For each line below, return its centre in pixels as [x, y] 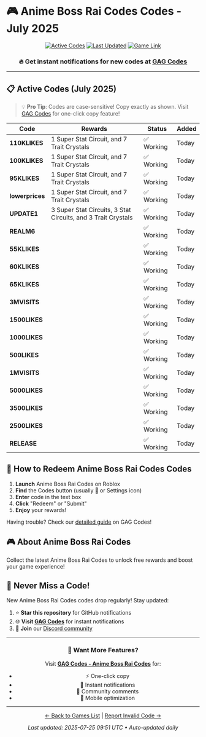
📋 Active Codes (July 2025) [61, 89]
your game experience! [36, 566]
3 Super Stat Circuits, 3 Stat [91, 210]
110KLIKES [26, 143]
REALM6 [22, 232]
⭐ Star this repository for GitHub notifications [73, 613]
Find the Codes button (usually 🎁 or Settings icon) [78, 490]
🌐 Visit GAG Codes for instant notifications [70, 621]
